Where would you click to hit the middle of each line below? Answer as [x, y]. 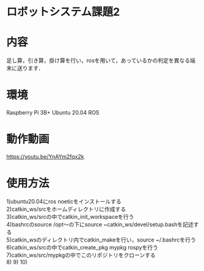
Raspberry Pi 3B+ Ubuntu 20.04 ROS [53, 113]
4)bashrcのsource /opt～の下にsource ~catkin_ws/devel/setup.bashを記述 [100, 224]
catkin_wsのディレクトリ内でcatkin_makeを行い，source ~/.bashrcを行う [104, 240]
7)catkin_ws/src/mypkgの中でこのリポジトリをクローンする [81, 255]
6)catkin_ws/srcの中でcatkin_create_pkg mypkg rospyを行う [82, 247]
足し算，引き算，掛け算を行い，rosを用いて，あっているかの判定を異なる [98, 61]
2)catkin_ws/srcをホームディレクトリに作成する [66, 209]
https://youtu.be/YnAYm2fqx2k [45, 157]
